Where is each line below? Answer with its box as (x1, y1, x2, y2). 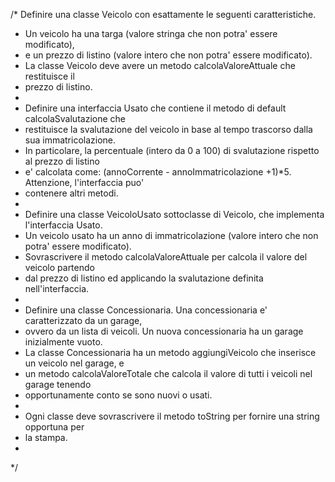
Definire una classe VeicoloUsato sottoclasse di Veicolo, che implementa (24, 209, 325, 220)
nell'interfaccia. (24, 283, 90, 294)
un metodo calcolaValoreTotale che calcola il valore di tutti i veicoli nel (24, 368, 313, 379)
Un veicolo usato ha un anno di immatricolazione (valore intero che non (24, 230, 319, 241)
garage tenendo (24, 379, 92, 390)
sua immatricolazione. (24, 134, 117, 146)
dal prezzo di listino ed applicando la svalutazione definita (24, 272, 264, 284)
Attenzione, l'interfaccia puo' (24, 177, 145, 188)
